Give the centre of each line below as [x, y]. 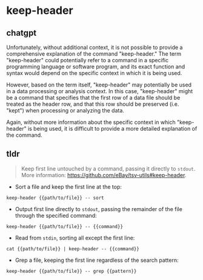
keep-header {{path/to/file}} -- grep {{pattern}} [72, 271]
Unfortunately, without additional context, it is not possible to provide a [95, 47]
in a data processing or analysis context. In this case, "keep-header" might [100, 91]
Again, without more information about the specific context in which [91, 122]
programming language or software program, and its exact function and [96, 67]
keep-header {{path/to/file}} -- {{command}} [65, 226]
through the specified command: [56, 215]
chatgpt [22, 33]
